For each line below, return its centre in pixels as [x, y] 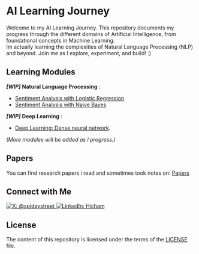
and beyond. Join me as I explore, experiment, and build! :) [79, 53]
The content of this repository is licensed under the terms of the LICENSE [97, 240]
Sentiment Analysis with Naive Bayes [61, 104]
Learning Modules [41, 72]
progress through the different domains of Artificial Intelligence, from [91, 34]
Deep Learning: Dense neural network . [63, 128]
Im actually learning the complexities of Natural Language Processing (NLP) [100, 47]
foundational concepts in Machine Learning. [61, 40]
